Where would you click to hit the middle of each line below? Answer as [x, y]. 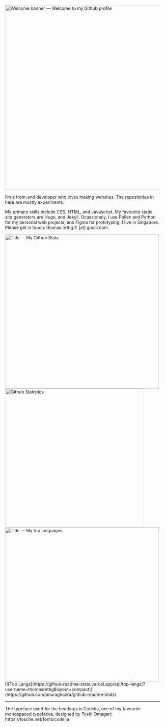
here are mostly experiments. [35, 202]
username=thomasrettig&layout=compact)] [49, 689]
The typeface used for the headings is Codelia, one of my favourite [73, 709]
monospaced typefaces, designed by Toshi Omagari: [59, 714]
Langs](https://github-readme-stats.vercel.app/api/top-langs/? [82, 684]
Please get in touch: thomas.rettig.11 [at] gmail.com [56, 227]
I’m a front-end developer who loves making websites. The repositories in [80, 197]
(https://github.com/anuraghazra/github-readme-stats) [61, 694]
